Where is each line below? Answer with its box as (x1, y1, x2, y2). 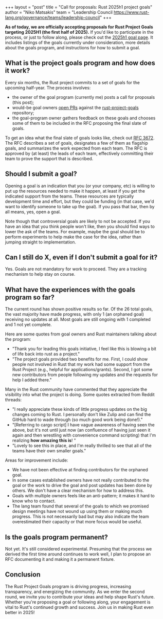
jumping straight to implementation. (5, 239, 76, 245)
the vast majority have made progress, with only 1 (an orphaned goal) (5, 311, 145, 317)
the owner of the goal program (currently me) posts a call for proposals (12, 94, 155, 100)
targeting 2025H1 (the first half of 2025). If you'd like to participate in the (5, 29, 154, 35)
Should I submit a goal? (5, 170, 77, 178)
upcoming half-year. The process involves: (5, 85, 91, 90)
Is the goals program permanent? (5, 533, 108, 541)
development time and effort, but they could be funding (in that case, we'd (5, 198, 154, 204)
